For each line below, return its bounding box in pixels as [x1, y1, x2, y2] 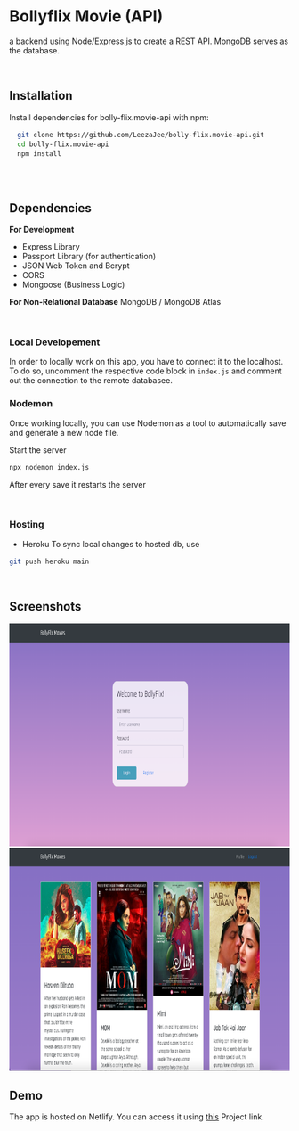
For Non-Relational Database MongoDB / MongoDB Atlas [9, 297, 222, 307]
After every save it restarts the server [9, 479, 147, 489]
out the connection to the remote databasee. [9, 375, 174, 386]
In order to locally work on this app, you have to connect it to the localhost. [9, 357, 284, 367]
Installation [9, 88, 73, 103]
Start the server [9, 444, 67, 455]
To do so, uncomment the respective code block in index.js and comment [9, 365, 282, 376]
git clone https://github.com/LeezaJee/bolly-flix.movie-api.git [17, 130, 265, 139]
